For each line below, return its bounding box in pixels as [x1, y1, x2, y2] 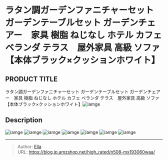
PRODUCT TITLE [5, 74, 58, 83]
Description [5, 116, 42, 124]
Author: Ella [17, 143, 41, 149]
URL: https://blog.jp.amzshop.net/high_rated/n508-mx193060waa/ [17, 148, 155, 155]
